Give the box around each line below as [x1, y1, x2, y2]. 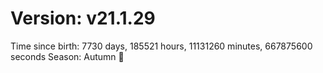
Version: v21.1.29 [10, 7, 156, 30]
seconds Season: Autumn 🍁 [10, 50, 125, 62]
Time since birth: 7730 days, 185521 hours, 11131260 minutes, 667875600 [10, 40, 313, 52]
